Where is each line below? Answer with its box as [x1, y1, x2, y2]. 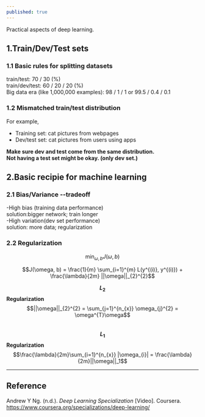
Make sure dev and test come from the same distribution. [6, 148, 154, 155]
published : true [6, 9, 48, 15]
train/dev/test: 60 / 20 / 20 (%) [6, 82, 84, 89]
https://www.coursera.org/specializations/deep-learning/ [6, 404, 150, 411]
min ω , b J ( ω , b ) [85, 253, 120, 261]
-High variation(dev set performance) [6, 217, 101, 225]
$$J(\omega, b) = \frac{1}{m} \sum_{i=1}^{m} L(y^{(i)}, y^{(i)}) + [22, 266, 183, 274]
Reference [6, 381, 47, 391]
